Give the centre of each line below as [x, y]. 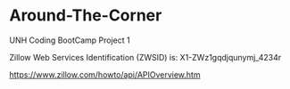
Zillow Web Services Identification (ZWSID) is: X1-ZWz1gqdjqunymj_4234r [145, 57]
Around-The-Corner [86, 16]
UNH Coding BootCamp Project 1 [70, 40]
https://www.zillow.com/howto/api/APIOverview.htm [105, 74]
